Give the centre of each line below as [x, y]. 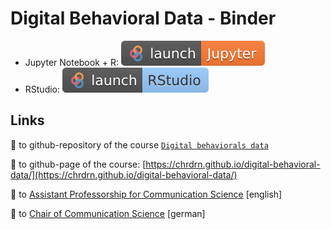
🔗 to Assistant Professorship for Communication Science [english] [146, 194]
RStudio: [42, 89]
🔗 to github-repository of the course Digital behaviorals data [139, 144]
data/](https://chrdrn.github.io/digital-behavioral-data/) [124, 174]
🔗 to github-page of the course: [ [78, 164]
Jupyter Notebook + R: [72, 62]
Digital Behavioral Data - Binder [143, 18]
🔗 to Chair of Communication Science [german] [108, 213]
